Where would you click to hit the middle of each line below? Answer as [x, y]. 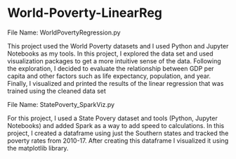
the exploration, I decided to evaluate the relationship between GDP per [111, 68]
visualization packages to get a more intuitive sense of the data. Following [114, 61]
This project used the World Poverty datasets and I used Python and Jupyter [118, 46]
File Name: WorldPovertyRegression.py [64, 32]
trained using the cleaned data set [57, 91]
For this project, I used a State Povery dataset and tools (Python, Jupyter [112, 118]
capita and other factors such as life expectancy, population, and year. [109, 76]
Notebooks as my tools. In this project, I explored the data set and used [110, 53]
